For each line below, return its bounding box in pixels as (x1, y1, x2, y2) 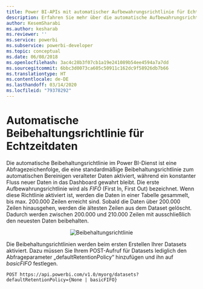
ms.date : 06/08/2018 (6, 54, 59, 60)
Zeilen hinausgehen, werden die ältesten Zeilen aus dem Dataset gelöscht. (6, 204, 192, 212)
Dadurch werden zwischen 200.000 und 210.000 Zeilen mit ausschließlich (6, 210, 191, 218)
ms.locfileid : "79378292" (6, 88, 71, 94)
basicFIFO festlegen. (6, 259, 59, 267)
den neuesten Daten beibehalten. (6, 217, 89, 224)
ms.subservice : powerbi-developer (6, 43, 94, 49)
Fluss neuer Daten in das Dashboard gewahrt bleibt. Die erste (6, 178, 159, 186)
